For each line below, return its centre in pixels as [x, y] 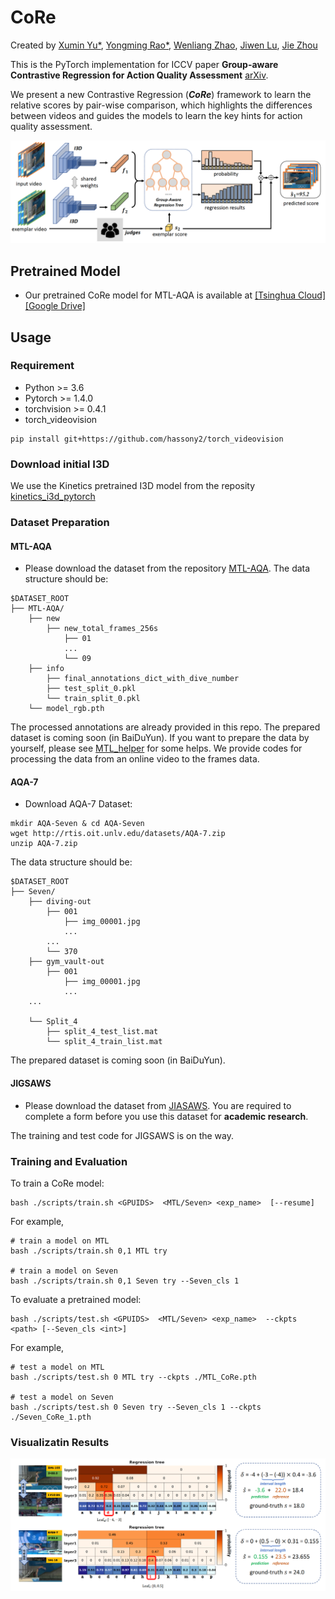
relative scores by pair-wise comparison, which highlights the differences [161, 105]
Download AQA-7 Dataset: [78, 804]
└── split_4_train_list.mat [104, 1042]
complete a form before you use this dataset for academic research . [166, 1116]
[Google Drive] [55, 306]
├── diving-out [60, 902]
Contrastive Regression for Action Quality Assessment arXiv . [139, 75]
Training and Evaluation [69, 1161]
